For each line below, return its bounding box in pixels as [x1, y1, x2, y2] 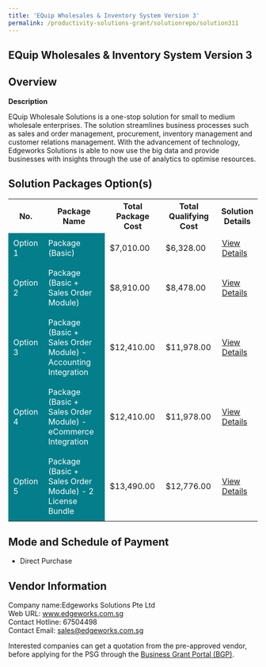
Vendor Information [8, 579, 107, 592]
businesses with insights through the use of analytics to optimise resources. [8, 154, 256, 164]
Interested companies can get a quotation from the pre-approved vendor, [8, 641, 248, 651]
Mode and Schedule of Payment [8, 535, 169, 549]
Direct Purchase [19, 557, 73, 566]
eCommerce [47, 426, 94, 437]
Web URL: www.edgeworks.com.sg [8, 609, 124, 619]
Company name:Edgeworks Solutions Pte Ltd [8, 600, 156, 610]
